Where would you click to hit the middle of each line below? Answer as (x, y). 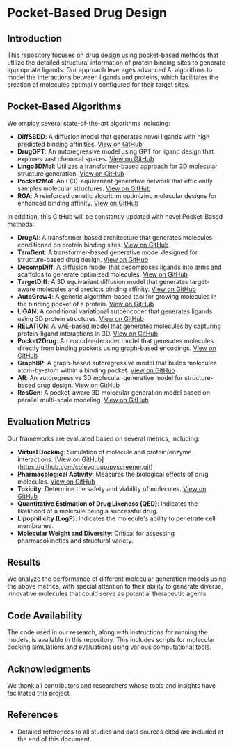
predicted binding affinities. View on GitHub (80, 144)
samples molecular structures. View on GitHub (84, 188)
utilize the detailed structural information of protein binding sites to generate (116, 63)
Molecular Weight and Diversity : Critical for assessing (96, 533)
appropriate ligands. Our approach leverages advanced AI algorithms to (110, 70)
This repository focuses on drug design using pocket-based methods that (113, 55)
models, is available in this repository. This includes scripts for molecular (111, 640)
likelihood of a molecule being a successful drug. (88, 511)
